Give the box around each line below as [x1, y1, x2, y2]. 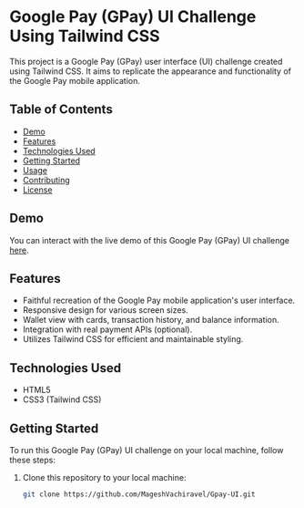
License [22, 184, 53, 195]
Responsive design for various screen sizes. [22, 305, 188, 316]
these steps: [9, 454, 56, 465]
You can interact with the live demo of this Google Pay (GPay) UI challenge [9, 234, 289, 245]
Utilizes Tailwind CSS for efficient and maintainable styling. [22, 334, 244, 345]
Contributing [22, 174, 70, 185]
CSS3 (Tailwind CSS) [22, 394, 102, 405]
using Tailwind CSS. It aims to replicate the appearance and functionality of [9, 66, 292, 77]
